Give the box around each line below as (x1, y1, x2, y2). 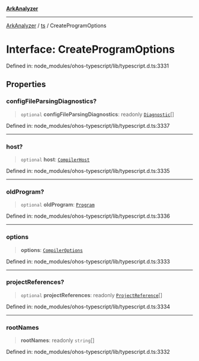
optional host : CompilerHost (20, 156, 90, 163)
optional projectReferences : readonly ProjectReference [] (20, 291, 163, 298)
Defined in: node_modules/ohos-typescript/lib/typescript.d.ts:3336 (6, 212, 171, 220)
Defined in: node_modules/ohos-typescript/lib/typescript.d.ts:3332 (6, 349, 171, 356)
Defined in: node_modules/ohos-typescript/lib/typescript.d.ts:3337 (6, 122, 170, 129)
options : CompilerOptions (20, 246, 83, 253)
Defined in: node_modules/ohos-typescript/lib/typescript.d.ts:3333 (6, 257, 171, 265)
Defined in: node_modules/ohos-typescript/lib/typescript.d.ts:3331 (6, 62, 169, 69)
